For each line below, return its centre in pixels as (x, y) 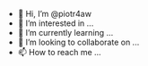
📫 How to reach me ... (59, 52)
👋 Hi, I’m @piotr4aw (55, 14)
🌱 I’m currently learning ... (65, 33)
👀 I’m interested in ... (56, 23)
